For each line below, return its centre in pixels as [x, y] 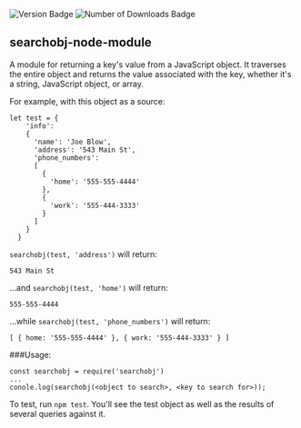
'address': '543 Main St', [85, 150]
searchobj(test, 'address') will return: [83, 254]
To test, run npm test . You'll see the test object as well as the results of [142, 403]
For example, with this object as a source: [87, 101]
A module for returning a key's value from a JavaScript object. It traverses [148, 65]
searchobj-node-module [80, 42]
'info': [40, 126]
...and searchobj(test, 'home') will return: [89, 287]
